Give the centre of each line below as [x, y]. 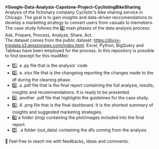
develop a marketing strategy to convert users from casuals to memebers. [79, 22]
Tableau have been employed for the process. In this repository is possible [80, 50]
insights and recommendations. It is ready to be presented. [71, 92]
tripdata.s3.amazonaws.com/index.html [44, 45]
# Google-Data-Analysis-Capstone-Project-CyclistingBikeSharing [73, 7]
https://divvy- [107, 40]
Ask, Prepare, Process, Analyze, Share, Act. [49, 35]
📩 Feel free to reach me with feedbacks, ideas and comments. [67, 141]
